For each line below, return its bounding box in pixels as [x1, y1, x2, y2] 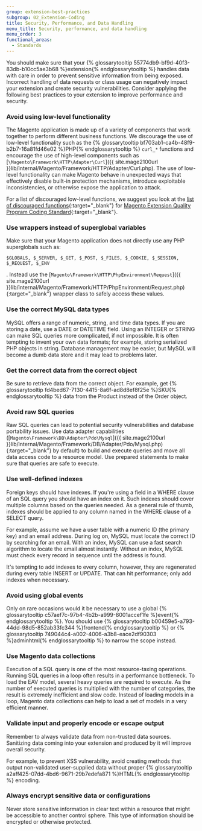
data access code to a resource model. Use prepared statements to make [6, 453, 189, 461]
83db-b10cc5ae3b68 [6, 65, 59, 72]
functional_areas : [6, 37, 52, 43]
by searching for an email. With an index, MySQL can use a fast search [6, 539, 182, 546]
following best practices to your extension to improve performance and [6, 91, 183, 98]
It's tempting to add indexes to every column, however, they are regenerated [6, 563, 197, 570]
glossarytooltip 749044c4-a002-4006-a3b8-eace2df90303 [6, 630, 157, 637]
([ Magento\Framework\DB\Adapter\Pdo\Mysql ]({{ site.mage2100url [6, 434, 166, 441]
